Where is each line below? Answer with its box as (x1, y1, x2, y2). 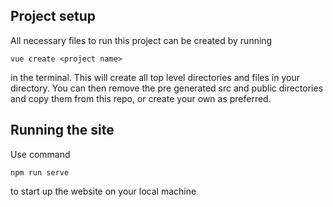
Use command (10, 148, 71, 160)
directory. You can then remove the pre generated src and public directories (10, 82, 324, 94)
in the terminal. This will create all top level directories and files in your (10, 71, 300, 83)
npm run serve (10, 167, 70, 178)
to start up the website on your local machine (10, 185, 197, 197)
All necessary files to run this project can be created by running (10, 34, 273, 46)
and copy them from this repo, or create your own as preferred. (10, 92, 272, 104)
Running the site (10, 122, 115, 139)
